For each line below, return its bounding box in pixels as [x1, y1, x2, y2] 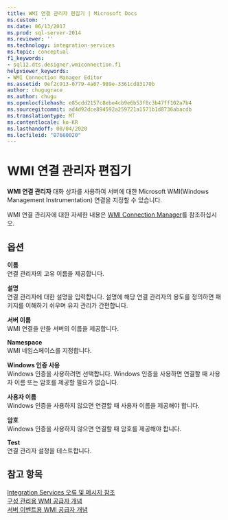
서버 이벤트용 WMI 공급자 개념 [7, 505, 88, 513]
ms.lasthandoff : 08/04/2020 [7, 125, 88, 132]
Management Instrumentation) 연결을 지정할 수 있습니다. [7, 196, 163, 204]
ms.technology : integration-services [7, 42, 115, 49]
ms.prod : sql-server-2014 [7, 29, 81, 36]
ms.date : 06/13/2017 [7, 23, 67, 30]
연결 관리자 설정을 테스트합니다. [7, 446, 92, 455]
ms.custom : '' [7, 17, 48, 23]
